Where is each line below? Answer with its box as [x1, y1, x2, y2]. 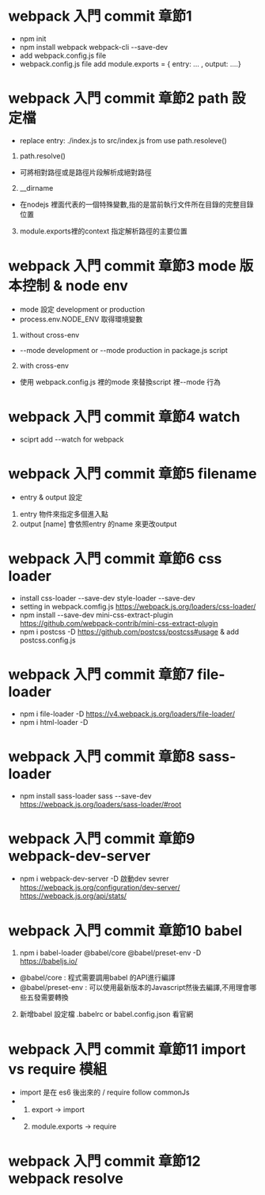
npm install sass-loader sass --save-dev [19, 791, 152, 800]
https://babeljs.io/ [19, 957, 78, 966]
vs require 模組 [8, 1060, 108, 1078]
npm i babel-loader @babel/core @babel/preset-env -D [19, 948, 202, 958]
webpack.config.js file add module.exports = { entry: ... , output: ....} [19, 59, 241, 68]
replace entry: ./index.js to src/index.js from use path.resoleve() [19, 135, 227, 145]
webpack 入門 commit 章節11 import [8, 1040, 247, 1058]
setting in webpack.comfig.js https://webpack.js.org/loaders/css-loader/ [19, 601, 256, 611]
